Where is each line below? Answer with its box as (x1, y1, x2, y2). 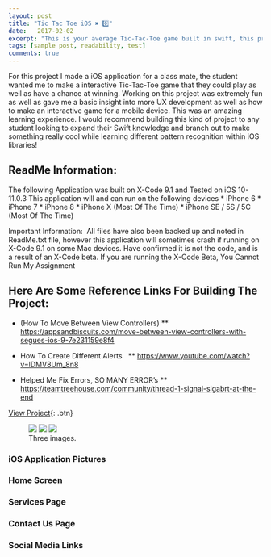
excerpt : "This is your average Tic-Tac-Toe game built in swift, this (8, 34, 254, 43)
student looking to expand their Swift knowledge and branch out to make (8, 123, 250, 132)
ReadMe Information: (8, 163, 117, 178)
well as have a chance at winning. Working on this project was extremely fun (8, 89, 263, 98)
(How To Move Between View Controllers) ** (19, 318, 169, 328)
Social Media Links (8, 540, 84, 551)
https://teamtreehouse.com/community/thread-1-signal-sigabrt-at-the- (19, 383, 256, 393)
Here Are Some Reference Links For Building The (8, 284, 258, 298)
